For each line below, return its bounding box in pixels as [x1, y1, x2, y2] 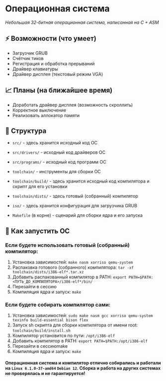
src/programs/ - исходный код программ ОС [12, 159, 106, 165]
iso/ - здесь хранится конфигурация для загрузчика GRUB [12, 203, 138, 209]
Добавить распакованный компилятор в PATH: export [12, 274, 127, 280]
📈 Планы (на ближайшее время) [5, 86, 113, 95]
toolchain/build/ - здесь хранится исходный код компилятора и [12, 178, 150, 184]
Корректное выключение [12, 107, 66, 113]
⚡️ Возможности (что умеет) [5, 34, 97, 43]
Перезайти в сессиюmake [12, 343, 68, 349]
